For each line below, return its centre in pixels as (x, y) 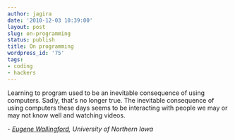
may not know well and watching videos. (66, 115)
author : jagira (30, 14)
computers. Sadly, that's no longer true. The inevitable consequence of (111, 100)
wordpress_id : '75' (36, 53)
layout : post (26, 27)
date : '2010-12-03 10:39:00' (50, 20)
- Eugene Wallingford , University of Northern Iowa (80, 129)
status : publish (31, 40)
